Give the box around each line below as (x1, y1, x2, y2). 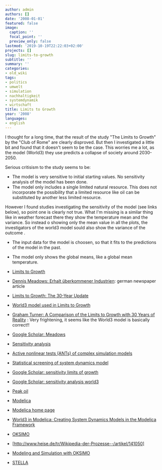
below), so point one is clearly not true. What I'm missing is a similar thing (5, 209, 153, 215)
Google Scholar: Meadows (12, 331, 66, 337)
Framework (12, 422, 35, 428)
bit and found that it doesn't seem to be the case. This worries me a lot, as (5, 144, 155, 150)
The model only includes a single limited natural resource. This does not (12, 184, 157, 190)
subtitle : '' (5, 57, 32, 62)
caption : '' (9, 30, 34, 35)
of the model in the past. (12, 245, 62, 250)
